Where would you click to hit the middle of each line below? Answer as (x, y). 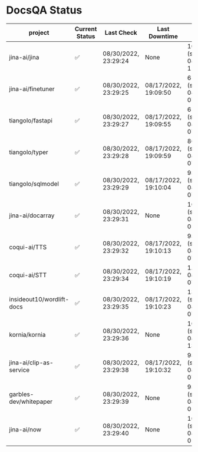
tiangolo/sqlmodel (34, 184)
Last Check (121, 32)
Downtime (163, 36)
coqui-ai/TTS (28, 247)
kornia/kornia (27, 334)
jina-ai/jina (24, 57)
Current (86, 29)
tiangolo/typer (29, 152)
